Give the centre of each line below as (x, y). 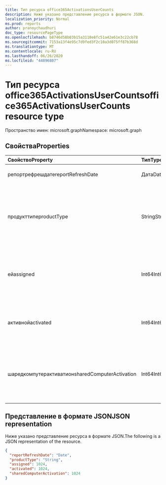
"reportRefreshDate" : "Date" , (41, 455)
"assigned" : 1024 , (29, 464)
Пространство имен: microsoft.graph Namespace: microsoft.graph (73, 130)
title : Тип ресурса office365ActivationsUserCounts (59, 10)
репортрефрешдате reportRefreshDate (53, 174)
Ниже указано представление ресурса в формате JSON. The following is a (83, 436)
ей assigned (21, 274)
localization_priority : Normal (37, 19)
